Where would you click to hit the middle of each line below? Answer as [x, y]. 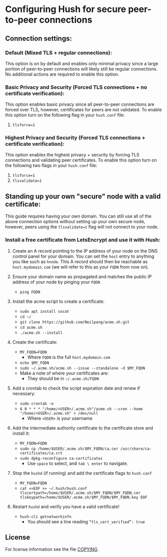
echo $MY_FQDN [34, 363]
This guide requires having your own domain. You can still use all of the [79, 216]
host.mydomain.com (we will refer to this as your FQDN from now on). [81, 267]
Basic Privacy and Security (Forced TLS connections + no [76, 87]
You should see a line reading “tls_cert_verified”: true [86, 521]
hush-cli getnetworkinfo [46, 517]
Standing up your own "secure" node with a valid [83, 196]
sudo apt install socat [45, 311]
